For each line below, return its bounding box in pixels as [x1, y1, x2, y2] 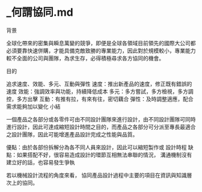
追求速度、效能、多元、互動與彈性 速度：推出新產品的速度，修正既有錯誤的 [6, 80, 192, 88]
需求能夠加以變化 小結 [6, 103, 61, 110]
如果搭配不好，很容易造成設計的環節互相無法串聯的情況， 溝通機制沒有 [16, 151, 192, 158]
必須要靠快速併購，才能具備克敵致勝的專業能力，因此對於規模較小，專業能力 [6, 46, 196, 54]
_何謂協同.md [6, 5, 73, 19]
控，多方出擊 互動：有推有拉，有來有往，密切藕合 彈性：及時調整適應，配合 [6, 95, 194, 103]
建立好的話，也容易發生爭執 [6, 158, 75, 166]
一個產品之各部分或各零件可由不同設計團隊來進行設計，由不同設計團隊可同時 [6, 115, 196, 123]
